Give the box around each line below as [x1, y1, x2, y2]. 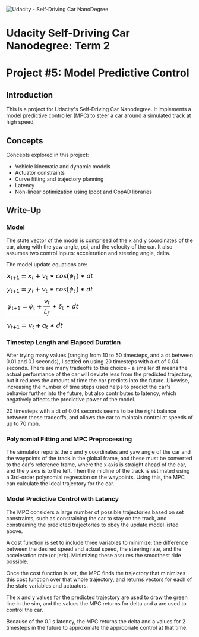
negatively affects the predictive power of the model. [6, 396, 136, 403]
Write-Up [6, 205, 42, 215]
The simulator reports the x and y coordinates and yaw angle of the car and [6, 448, 191, 456]
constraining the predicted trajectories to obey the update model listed [6, 521, 179, 528]
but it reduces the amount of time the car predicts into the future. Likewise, [6, 376, 189, 384]
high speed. [6, 118, 36, 125]
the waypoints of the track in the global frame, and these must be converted [6, 455, 192, 462]
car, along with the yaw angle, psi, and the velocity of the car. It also [6, 243, 173, 250]
